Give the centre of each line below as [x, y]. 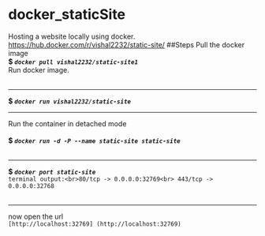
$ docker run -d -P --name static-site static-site [94, 140]
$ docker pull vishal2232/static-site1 [73, 62]
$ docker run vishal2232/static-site [70, 101]
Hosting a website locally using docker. [72, 36]
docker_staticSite [67, 15]
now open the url [36, 216]
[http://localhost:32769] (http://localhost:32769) [95, 224]
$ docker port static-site [52, 171]
